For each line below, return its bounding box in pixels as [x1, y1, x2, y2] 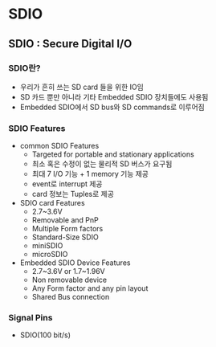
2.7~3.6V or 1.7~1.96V [31, 267, 106, 276]
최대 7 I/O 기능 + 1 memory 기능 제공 [31, 169, 149, 179]
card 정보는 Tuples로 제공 [31, 190, 115, 199]
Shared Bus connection [31, 292, 110, 302]
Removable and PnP [31, 215, 99, 225]
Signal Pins [8, 312, 53, 324]
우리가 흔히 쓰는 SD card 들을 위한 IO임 [19, 82, 145, 92]
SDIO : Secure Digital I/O [8, 37, 132, 51]
